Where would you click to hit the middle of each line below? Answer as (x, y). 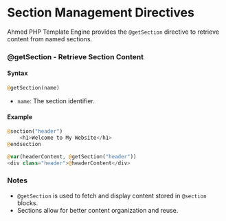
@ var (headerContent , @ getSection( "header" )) (72, 156)
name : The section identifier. (56, 101)
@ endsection (24, 144)
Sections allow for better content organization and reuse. (98, 210)
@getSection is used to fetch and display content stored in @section (112, 196)
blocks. (27, 203)
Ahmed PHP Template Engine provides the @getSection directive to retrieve (113, 32)
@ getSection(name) (33, 88)
